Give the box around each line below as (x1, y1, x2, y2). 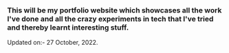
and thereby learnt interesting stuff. (7, 23, 129, 32)
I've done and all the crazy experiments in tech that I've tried (7, 14, 214, 23)
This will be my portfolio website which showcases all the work (7, 6, 222, 15)
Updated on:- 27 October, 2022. (7, 39, 98, 47)
